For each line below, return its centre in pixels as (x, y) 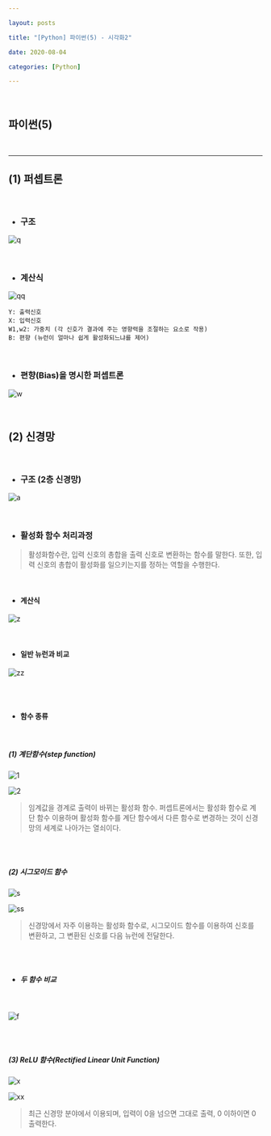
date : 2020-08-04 (38, 52)
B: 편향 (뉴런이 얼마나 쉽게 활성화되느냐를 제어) (79, 338)
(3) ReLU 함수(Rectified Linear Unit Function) (84, 1060)
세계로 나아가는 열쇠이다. (82, 828)
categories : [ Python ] (45, 67)
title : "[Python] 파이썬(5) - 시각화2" (70, 37)
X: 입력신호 (25, 321)
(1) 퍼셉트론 (35, 179)
